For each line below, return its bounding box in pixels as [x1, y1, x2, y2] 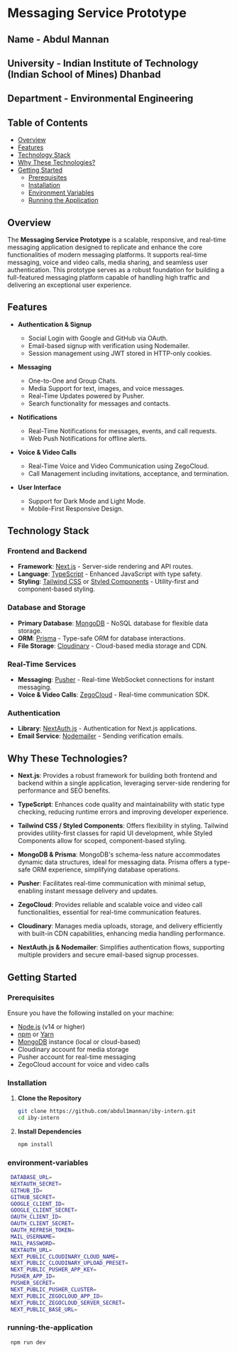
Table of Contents [7, 116, 89, 129]
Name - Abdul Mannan [7, 33, 109, 45]
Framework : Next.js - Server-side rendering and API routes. [17, 563, 194, 571]
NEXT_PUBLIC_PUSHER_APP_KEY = [10, 1266, 97, 1273]
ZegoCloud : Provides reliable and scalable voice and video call [17, 901, 203, 909]
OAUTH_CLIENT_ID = [10, 1213, 62, 1221]
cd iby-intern [17, 1114, 60, 1121]
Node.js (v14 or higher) [17, 1022, 85, 1031]
